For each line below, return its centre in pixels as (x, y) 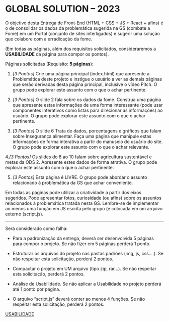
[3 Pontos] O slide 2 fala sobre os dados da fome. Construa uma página (87, 100)
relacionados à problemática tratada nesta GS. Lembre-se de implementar (82, 203)
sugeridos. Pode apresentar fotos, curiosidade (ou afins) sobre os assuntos (83, 198)
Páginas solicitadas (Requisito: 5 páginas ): (49, 64)
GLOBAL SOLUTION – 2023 (63, 9)
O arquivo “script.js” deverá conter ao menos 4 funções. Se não (79, 299)
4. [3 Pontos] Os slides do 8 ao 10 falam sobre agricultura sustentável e (78, 157)
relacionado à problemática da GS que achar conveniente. (73, 182)
